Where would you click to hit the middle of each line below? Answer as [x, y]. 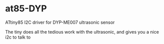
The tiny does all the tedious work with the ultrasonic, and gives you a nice [82, 32]
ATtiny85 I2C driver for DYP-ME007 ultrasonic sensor [60, 22]
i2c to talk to [18, 37]
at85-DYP [26, 9]
